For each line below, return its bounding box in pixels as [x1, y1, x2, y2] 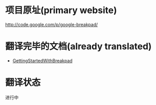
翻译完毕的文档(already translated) [5, 41, 152, 52]
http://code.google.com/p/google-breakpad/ [5, 21, 98, 28]
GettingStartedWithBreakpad [12, 57, 73, 63]
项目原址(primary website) [5, 5, 117, 16]
